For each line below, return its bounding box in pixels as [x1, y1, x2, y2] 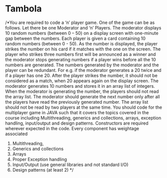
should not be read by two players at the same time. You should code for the [5, 104, 163, 110]
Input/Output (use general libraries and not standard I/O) [12, 162, 129, 168]
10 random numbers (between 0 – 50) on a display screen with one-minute [5, 30, 159, 36]
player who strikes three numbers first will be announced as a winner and [5, 51, 156, 57]
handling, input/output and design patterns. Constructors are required [5, 120, 149, 126]
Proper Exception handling [12, 156, 67, 162]
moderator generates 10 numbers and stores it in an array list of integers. [5, 83, 156, 89]
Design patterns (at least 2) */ [12, 167, 74, 173]
